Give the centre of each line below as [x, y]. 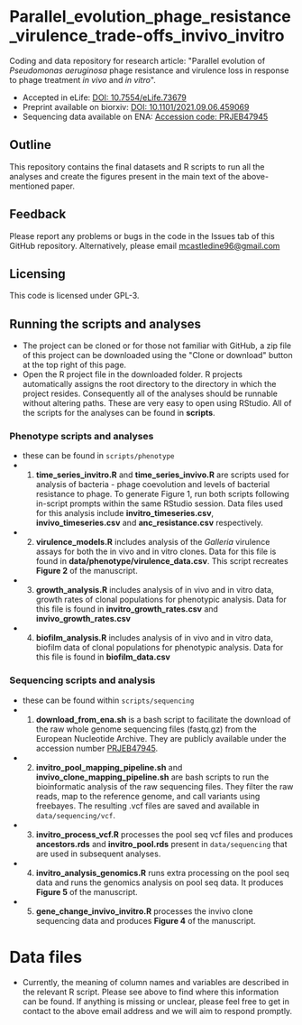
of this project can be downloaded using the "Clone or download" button [157, 356]
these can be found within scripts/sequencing [108, 700]
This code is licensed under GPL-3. [74, 296]
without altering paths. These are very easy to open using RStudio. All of [157, 403]
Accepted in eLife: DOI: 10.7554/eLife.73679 [105, 97]
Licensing [37, 274]
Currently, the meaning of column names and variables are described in [156, 982]
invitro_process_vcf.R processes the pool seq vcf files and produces [165, 834]
